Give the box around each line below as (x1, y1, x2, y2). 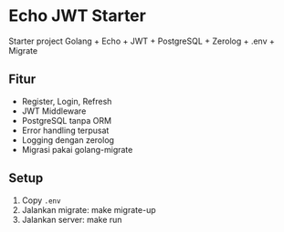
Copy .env (21, 195, 61, 206)
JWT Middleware (21, 106, 87, 116)
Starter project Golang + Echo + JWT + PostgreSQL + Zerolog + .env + (8, 35, 275, 46)
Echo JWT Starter (8, 5, 147, 26)
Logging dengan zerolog (21, 134, 115, 146)
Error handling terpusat (21, 125, 110, 136)
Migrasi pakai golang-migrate (21, 144, 133, 155)
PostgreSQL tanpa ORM (21, 115, 111, 126)
